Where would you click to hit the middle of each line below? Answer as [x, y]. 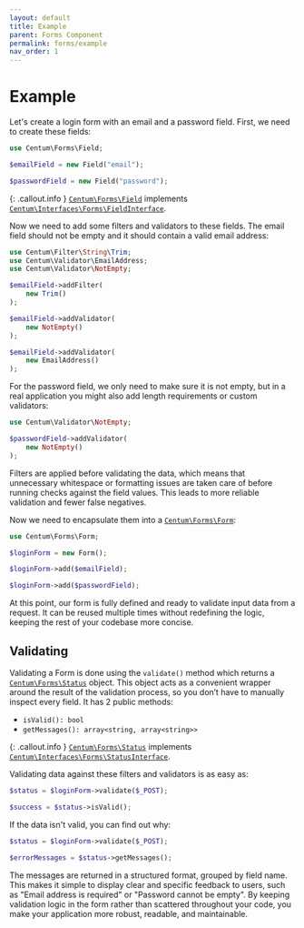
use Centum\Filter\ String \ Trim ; [70, 252]
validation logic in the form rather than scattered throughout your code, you [151, 904]
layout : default [40, 18]
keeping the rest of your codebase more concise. [102, 622]
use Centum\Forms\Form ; [54, 536]
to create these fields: [50, 132]
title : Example [38, 26]
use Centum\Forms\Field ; [56, 148]
